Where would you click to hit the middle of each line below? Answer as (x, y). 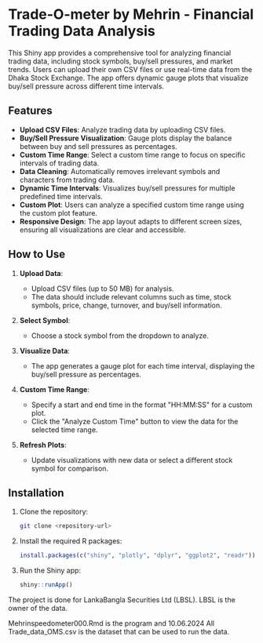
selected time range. (64, 430)
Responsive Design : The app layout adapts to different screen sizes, (131, 221)
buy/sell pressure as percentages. (86, 374)
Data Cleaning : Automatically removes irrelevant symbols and (120, 171)
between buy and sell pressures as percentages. (99, 146)
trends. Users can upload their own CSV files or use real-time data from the (130, 69)
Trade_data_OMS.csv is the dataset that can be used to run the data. (119, 632)
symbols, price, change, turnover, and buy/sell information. (126, 305)
